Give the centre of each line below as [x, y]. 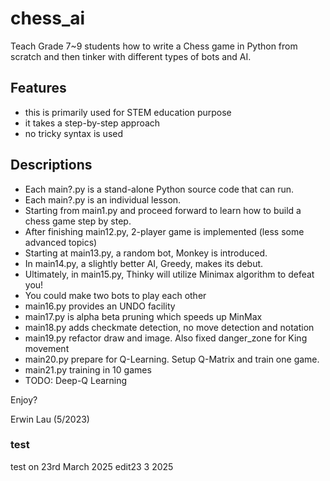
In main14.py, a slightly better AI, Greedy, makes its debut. [144, 263]
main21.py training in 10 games [88, 369]
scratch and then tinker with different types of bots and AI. [131, 56]
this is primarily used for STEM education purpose [128, 112]
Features [38, 88]
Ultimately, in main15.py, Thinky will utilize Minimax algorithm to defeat [169, 274]
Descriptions [51, 165]
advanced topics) [61, 242]
